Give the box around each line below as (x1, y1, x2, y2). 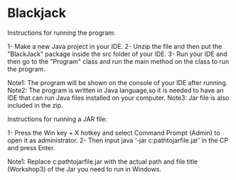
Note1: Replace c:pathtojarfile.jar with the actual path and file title (7, 157, 198, 166)
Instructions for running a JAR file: (7, 115, 108, 123)
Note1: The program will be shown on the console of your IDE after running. (7, 78, 228, 86)
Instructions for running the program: (7, 28, 116, 37)
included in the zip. (7, 101, 63, 109)
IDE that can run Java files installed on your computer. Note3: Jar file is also (7, 94, 230, 102)
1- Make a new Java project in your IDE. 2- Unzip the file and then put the (7, 42, 222, 50)
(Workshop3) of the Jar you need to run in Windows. (7, 164, 162, 173)
